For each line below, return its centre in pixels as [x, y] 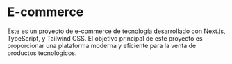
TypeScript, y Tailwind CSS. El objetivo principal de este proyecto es [105, 38]
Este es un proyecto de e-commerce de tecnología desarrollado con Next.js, [116, 31]
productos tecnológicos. [42, 53]
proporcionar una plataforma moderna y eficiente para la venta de [102, 45]
